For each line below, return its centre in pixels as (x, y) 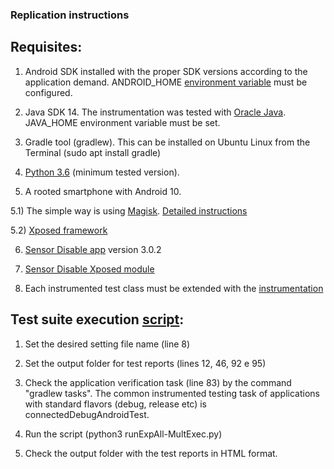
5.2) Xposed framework (59, 230)
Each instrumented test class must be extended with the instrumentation (174, 288)
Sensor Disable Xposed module (89, 269)
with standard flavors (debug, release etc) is (116, 404)
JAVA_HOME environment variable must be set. (122, 122)
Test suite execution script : (97, 319)
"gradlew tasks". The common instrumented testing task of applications (172, 393)
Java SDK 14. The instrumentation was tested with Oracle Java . (155, 112)
